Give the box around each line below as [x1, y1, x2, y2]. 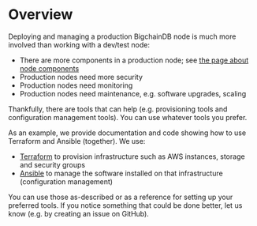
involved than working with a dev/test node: [8, 40, 151, 49]
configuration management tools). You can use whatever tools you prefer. [8, 112, 248, 122]
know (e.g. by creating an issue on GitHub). [8, 209, 150, 218]
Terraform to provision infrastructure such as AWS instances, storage [19, 152, 246, 161]
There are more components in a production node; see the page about [19, 55, 249, 65]
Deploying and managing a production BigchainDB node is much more [8, 32, 237, 41]
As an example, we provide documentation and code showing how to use [8, 128, 247, 137]
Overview [8, 6, 73, 24]
